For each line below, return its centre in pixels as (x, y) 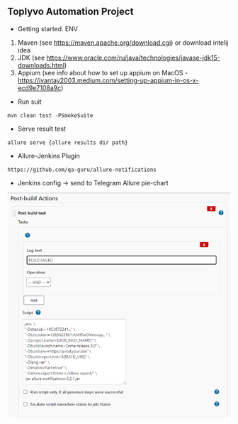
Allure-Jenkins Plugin (49, 156)
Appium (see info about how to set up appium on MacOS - (103, 72)
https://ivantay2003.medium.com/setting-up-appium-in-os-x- (108, 80)
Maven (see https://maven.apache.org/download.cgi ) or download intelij (123, 43)
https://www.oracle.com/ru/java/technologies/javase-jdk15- (134, 58)
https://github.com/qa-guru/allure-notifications (82, 170)
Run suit (29, 102)
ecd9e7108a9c (39, 87)
